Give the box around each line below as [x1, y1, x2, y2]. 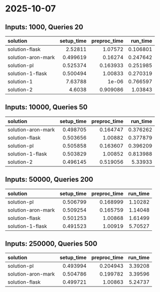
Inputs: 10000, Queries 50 [5, 103, 88, 112]
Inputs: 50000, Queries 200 [5, 175, 94, 184]
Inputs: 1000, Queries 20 [5, 23, 83, 31]
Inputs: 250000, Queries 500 [5, 239, 98, 248]
